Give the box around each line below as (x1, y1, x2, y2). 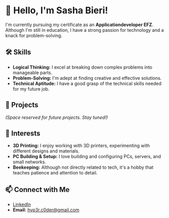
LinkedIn (12, 202, 31, 208)
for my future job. (12, 85, 50, 92)
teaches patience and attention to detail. (12, 170, 98, 176)
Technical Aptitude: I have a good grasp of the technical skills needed (12, 80, 162, 86)
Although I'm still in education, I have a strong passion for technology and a (5, 27, 164, 33)
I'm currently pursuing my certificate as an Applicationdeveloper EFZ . (5, 21, 154, 28)
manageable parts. (12, 69, 53, 76)
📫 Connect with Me (5, 185, 70, 194)
